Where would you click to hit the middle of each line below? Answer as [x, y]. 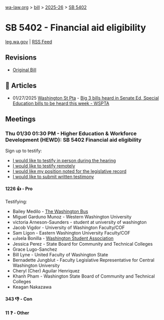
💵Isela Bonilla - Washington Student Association [63, 238]
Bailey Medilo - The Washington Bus [50, 211]
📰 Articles [21, 86]
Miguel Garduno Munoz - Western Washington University [72, 217]
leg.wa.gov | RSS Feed [29, 41]
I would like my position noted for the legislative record [69, 171]
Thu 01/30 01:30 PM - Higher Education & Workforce [71, 133]
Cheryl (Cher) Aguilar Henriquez [46, 271]
